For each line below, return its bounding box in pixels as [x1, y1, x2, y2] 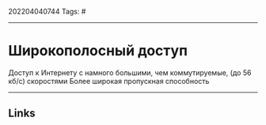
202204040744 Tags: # [8, 7, 86, 16]
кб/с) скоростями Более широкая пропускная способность [8, 76, 210, 85]
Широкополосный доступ [8, 42, 188, 60]
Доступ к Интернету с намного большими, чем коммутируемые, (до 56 [8, 67, 252, 78]
